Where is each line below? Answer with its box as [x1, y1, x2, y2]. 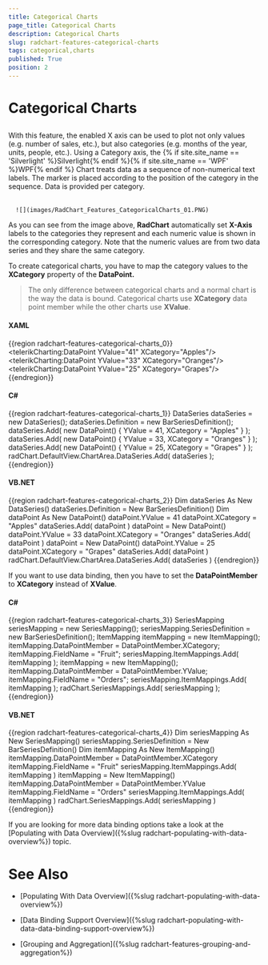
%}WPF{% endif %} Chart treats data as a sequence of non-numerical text [8, 165, 256, 174]
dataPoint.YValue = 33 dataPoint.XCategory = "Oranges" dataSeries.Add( [8, 530, 250, 539]
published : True [8, 55, 62, 63]
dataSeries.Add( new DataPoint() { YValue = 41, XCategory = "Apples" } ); [8, 425, 250, 435]
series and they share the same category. [8, 246, 146, 255]
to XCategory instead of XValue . [8, 579, 118, 589]
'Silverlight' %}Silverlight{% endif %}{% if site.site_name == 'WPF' [8, 156, 229, 166]
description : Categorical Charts [8, 30, 120, 38]
